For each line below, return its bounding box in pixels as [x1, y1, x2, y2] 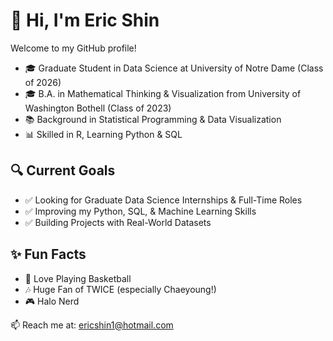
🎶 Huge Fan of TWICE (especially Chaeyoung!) [24, 283, 217, 295]
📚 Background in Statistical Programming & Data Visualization [24, 113, 282, 125]
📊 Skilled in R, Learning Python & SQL [24, 128, 183, 140]
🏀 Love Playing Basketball [24, 272, 132, 284]
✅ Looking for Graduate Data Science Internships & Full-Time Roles [24, 194, 303, 206]
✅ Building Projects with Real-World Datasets [24, 216, 212, 228]
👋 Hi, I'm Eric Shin [10, 9, 160, 32]
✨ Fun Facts [10, 246, 87, 263]
